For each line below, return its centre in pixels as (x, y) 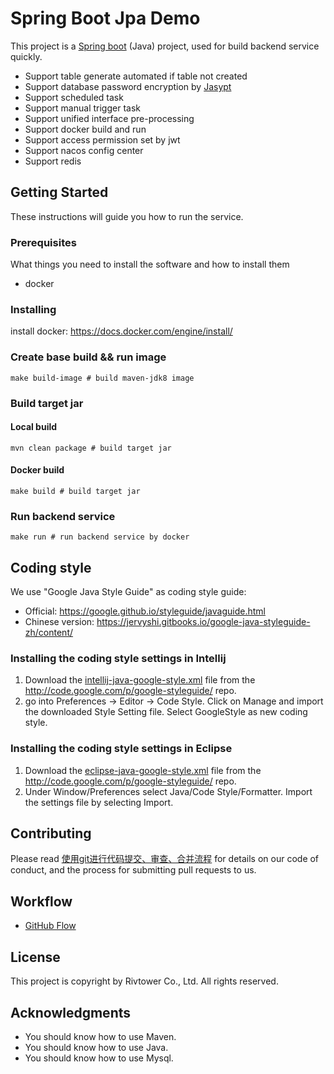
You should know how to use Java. (96, 1047)
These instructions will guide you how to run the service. (127, 216)
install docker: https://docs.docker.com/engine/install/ (121, 331)
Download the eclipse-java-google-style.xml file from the (143, 770)
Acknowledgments (71, 1012)
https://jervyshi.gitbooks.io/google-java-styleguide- (203, 622)
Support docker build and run (85, 129)
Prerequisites (43, 242)
